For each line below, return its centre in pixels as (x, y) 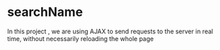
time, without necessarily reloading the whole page (81, 38)
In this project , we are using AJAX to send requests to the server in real (110, 31)
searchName (45, 12)
